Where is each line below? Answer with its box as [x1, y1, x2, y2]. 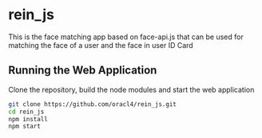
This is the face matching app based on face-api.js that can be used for [8, 32, 244, 41]
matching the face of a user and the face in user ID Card [8, 40, 193, 49]
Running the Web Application [8, 64, 157, 77]
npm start [8, 122, 42, 131]
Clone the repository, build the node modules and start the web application [8, 85, 255, 94]
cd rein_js [8, 108, 45, 116]
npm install [8, 115, 48, 123]
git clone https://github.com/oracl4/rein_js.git [8, 100, 177, 108]
